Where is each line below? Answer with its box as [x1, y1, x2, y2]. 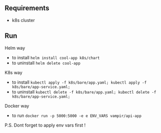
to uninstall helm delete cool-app [11, 60, 81, 66]
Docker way [4, 103, 29, 109]
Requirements [4, 4, 49, 12]
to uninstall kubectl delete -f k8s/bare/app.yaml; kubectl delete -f [11, 89, 157, 95]
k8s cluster [11, 17, 35, 23]
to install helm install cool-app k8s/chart [11, 54, 100, 60]
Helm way [4, 45, 25, 51]
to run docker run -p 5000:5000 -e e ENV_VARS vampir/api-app [11, 112, 142, 119]
